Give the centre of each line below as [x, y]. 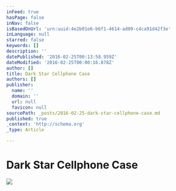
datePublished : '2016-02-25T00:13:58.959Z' [62, 57]
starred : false [25, 40]
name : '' [23, 91]
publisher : [20, 85]
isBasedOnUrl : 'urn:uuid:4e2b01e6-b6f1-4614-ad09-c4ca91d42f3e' [89, 29]
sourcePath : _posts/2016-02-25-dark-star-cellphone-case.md [83, 113]
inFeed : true [23, 12]
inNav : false [23, 23]
